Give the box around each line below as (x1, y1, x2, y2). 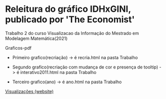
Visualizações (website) (5, 88, 54, 94)
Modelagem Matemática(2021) (5, 35, 68, 41)
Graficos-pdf (5, 45, 32, 51)
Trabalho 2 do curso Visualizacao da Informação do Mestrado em (5, 30, 139, 36)
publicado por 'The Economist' (5, 14, 135, 25)
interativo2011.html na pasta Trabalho (20, 69, 97, 75)
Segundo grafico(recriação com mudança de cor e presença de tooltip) (12, 64, 159, 70)
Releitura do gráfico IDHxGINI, (5, 3, 131, 15)
